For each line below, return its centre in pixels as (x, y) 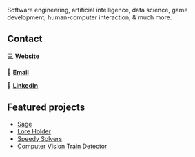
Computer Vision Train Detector (62, 146)
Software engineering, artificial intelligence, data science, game (97, 10)
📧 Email (18, 72)
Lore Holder (34, 131)
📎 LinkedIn (23, 85)
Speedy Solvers (40, 138)
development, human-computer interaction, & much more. (90, 17)
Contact (25, 39)
